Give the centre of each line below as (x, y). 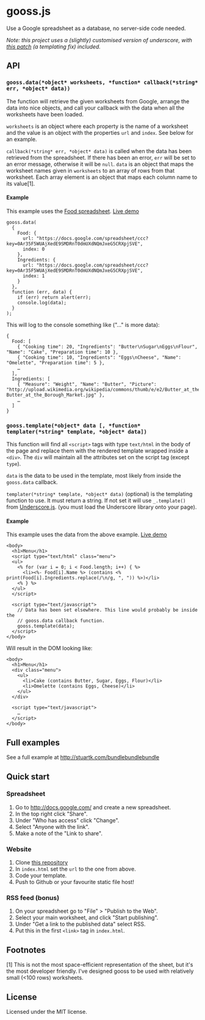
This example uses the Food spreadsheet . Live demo (73, 211)
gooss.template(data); (46, 626)
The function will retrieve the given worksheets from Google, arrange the (98, 101)
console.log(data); (42, 302)
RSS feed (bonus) (33, 898)
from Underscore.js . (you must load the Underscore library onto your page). (102, 507)
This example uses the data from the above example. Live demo (87, 534)
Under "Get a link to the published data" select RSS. (80, 924)
